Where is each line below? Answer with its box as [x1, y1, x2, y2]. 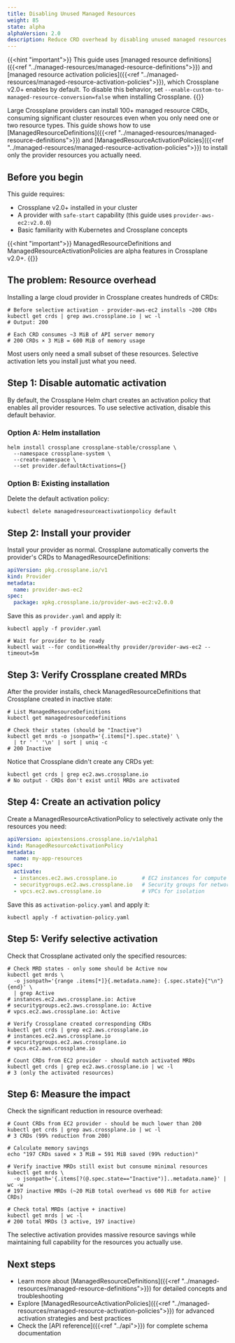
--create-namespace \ [13, 456, 77, 463]
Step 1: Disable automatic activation [7, 377, 166, 389]
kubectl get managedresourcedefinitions [7, 715, 127, 722]
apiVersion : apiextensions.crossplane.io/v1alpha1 [7, 835, 158, 842]
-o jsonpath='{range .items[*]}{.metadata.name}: [13, 977, 161, 984]
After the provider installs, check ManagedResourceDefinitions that [7, 688, 201, 696]
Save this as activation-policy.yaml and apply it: [7, 900, 150, 909]
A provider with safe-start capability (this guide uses [17, 211, 173, 219]
